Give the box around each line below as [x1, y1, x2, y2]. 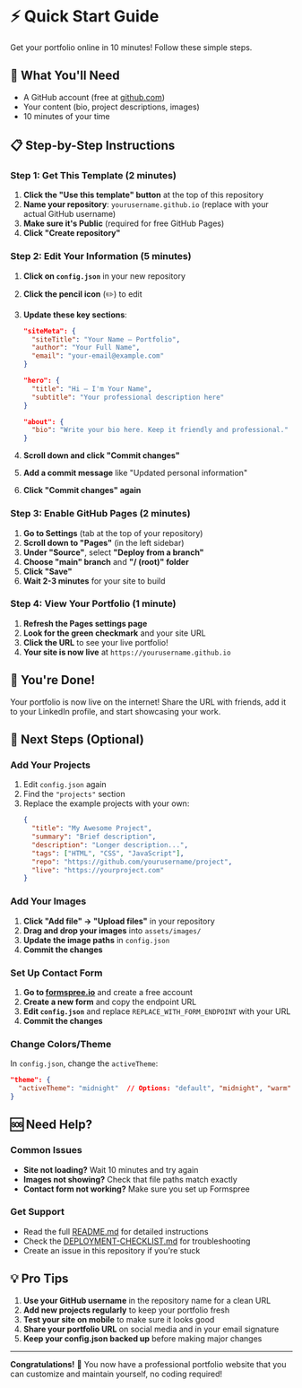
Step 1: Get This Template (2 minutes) [10, 169, 177, 182]
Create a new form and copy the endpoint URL [22, 996, 197, 1007]
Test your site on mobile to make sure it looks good [22, 1314, 215, 1324]
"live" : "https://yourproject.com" [31, 865, 165, 874]
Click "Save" [22, 566, 73, 577]
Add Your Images [10, 895, 87, 907]
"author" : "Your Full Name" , [31, 343, 141, 352]
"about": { [22, 417, 65, 426]
